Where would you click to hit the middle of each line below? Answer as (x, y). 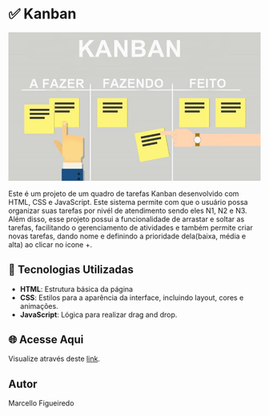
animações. (39, 306)
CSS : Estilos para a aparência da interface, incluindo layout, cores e (132, 298)
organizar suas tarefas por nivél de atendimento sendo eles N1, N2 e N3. (128, 210)
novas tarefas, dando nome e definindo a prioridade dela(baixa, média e (127, 236)
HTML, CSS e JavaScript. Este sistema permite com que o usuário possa (128, 202)
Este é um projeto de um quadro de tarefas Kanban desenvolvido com (124, 194)
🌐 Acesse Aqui (46, 340)
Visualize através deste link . (54, 359)
